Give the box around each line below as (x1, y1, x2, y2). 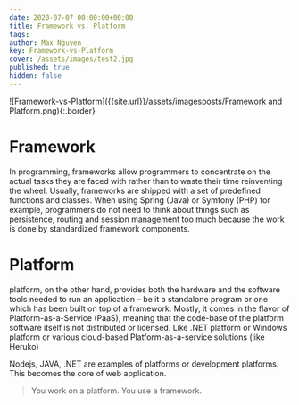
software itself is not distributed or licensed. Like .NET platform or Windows (9, 322, 287, 333)
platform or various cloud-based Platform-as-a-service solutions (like (9, 332, 265, 342)
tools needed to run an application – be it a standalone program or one (9, 293, 269, 304)
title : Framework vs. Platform (9, 21, 126, 30)
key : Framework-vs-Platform (9, 46, 114, 55)
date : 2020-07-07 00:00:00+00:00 (9, 13, 134, 22)
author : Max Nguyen (9, 38, 82, 47)
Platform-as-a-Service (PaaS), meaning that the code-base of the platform (9, 312, 284, 323)
